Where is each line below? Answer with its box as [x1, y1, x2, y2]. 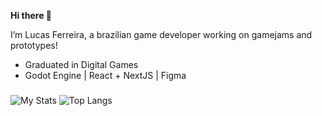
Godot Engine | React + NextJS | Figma [24, 70, 187, 81]
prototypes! [10, 40, 58, 51]
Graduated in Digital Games [24, 59, 139, 70]
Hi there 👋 [10, 10, 52, 21]
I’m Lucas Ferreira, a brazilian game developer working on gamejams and [10, 29, 313, 40]
